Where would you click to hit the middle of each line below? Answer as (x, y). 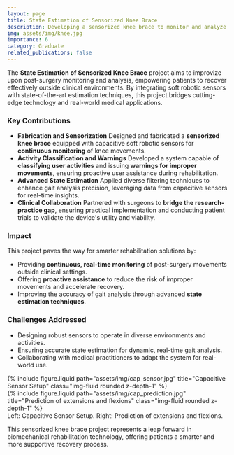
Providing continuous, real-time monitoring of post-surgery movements (122, 265)
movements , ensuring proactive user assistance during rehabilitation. (118, 173)
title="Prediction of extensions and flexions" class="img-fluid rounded (108, 400)
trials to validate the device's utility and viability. (86, 218)
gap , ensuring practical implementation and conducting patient (134, 210)
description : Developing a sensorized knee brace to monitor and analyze (117, 27)
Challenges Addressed (47, 320)
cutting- (204, 94)
